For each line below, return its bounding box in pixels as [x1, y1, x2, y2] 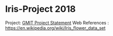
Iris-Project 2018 [5, 3, 76, 15]
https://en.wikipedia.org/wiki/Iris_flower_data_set [5, 25, 106, 31]
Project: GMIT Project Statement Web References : [5, 20, 109, 26]
